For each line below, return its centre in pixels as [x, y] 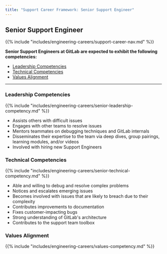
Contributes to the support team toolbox [53, 223]
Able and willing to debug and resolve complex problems [71, 186]
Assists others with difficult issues [47, 121]
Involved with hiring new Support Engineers [57, 147]
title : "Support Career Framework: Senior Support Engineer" [70, 10]
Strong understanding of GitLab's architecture [59, 218]
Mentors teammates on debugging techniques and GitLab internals [81, 131]
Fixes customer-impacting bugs [45, 212]
